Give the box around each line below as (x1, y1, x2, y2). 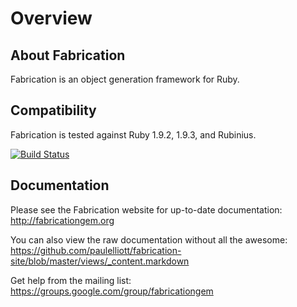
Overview (10, 7, 93, 30)
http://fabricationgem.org (10, 214, 115, 226)
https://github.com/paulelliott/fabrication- (10, 244, 182, 256)
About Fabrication (10, 47, 126, 64)
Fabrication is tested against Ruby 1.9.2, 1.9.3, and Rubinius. (10, 128, 257, 141)
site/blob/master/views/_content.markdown (10, 255, 190, 267)
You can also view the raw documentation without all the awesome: (10, 233, 288, 246)
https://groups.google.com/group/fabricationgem (10, 285, 214, 297)
